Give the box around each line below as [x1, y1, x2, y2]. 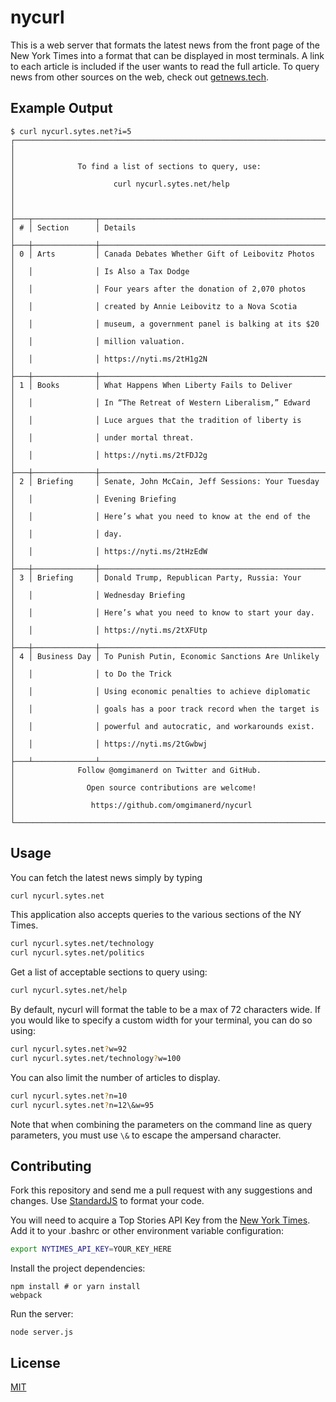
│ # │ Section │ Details [10, 222, 137, 233]
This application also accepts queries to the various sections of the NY [10, 909, 302, 921]
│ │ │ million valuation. [10, 336, 186, 346]
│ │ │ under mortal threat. [10, 432, 195, 443]
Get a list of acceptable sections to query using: [10, 966, 208, 978]
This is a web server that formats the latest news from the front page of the [10, 39, 320, 51]
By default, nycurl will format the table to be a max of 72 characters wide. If [10, 1004, 321, 1016]
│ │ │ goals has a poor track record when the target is [10, 704, 320, 714]
